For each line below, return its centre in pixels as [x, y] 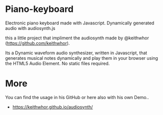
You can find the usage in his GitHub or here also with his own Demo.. [77, 97]
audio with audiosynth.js [30, 28]
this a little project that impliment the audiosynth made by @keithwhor [77, 38]
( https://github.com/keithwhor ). [37, 43]
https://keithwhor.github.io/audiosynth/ [53, 107]
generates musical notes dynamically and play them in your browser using [82, 58]
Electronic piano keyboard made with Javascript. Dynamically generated [80, 23]
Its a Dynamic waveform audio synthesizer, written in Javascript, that [76, 53]
